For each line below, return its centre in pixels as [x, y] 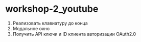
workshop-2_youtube [52, 9]
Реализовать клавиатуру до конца [50, 23]
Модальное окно [31, 28]
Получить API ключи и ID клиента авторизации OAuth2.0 [74, 34]
